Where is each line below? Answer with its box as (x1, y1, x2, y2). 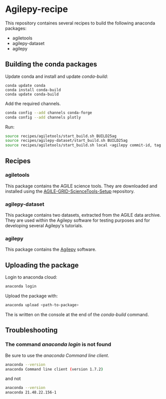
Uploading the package (5, 261, 79, 269)
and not (5, 376, 21, 382)
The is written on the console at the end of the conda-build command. (5, 311, 149, 318)
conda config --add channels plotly (5, 115, 81, 120)
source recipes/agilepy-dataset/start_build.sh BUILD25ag (5, 138, 128, 143)
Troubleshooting (5, 326, 58, 335)
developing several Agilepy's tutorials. (5, 223, 83, 229)
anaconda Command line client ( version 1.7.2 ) (5, 367, 103, 372)
